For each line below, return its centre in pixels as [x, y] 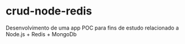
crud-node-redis [49, 11]
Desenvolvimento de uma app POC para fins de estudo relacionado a [92, 28]
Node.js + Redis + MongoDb [41, 34]
